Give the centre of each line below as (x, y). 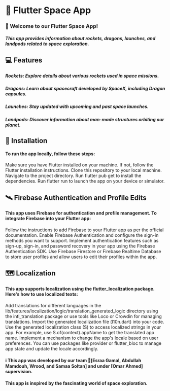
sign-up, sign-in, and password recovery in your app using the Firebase (80, 246)
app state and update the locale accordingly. (52, 348)
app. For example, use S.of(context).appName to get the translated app (80, 332)
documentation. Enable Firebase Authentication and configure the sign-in (82, 235)
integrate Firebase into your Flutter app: (48, 219)
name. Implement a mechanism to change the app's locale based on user (82, 338)
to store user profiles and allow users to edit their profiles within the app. (81, 257)
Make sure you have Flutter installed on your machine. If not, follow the (79, 165)
